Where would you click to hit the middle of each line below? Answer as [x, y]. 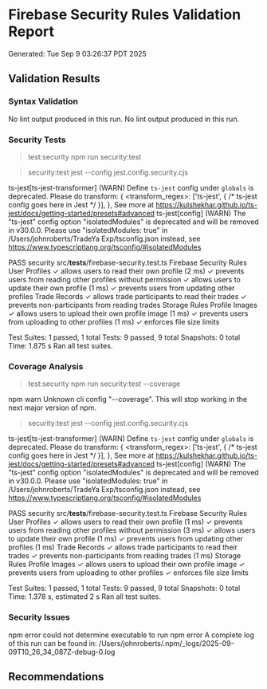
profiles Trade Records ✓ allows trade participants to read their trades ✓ [128, 296]
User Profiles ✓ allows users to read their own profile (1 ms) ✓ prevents [126, 522]
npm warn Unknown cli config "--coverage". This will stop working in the [128, 400]
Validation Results [54, 79]
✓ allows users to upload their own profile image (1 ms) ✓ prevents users [128, 313]
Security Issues [39, 617]
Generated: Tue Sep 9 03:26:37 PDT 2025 [78, 53]
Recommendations [56, 677]
